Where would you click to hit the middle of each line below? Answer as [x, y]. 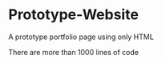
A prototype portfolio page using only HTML [81, 37]
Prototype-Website [73, 15]
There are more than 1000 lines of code [73, 52]
